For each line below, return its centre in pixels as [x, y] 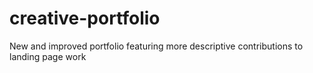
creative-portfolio [85, 18]
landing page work [48, 56]
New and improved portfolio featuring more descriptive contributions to [156, 46]
